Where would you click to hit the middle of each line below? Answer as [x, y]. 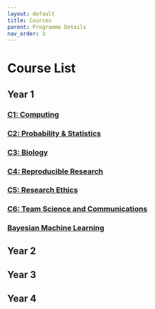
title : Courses [30, 20]
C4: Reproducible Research [55, 171]
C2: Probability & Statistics [54, 133]
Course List [42, 68]
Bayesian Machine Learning [56, 228]
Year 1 [21, 94]
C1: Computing [33, 114]
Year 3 [22, 275]
